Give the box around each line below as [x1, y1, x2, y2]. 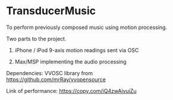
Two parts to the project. [6, 35, 67, 42]
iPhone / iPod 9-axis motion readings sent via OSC [14, 46, 139, 54]
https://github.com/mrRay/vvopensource [6, 76, 106, 83]
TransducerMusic [6, 4, 96, 18]
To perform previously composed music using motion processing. [6, 24, 168, 31]
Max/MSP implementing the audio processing [14, 58, 127, 65]
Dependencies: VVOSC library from [6, 69, 93, 76]
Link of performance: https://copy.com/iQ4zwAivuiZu [6, 87, 137, 94]
